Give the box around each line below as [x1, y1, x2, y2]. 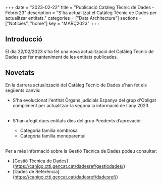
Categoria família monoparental [20, 132, 86, 138]
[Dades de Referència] [12, 168, 60, 174]
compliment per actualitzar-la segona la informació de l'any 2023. [12, 102, 150, 108]
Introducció [5, 35, 43, 43]
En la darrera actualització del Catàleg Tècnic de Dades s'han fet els [5, 82, 147, 88]
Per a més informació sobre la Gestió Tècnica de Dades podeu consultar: [5, 148, 157, 154]
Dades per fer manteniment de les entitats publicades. [5, 54, 118, 60]
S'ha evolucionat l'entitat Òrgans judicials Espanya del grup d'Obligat [12, 97, 156, 103]
